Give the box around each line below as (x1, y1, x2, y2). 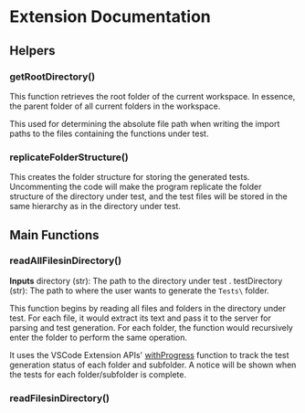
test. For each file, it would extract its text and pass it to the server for (9, 312, 271, 323)
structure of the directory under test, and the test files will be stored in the (9, 191, 288, 202)
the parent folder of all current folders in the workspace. (9, 101, 221, 111)
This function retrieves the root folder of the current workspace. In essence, (9, 90, 296, 101)
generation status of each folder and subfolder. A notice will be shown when (9, 359, 297, 370)
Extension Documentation (9, 6, 212, 27)
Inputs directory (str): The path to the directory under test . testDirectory (9, 275, 283, 286)
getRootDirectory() (9, 70, 96, 83)
